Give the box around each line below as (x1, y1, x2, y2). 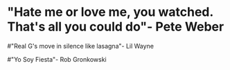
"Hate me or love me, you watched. (7, 4, 213, 20)
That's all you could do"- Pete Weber (7, 19, 224, 35)
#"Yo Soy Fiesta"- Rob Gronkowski (7, 55, 107, 63)
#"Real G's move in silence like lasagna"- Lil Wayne (7, 42, 154, 50)
